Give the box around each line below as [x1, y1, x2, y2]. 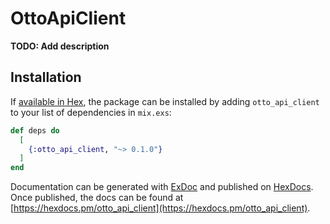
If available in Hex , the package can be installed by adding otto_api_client [10, 95, 320, 107]
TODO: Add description [10, 40, 110, 52]
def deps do [10, 125, 60, 136]
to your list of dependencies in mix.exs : [10, 106, 172, 118]
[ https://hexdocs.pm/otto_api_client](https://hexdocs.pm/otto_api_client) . [10, 202, 311, 214]
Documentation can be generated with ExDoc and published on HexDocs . [10, 181, 314, 193]
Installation [10, 69, 82, 86]
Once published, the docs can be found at [10, 192, 184, 204]
